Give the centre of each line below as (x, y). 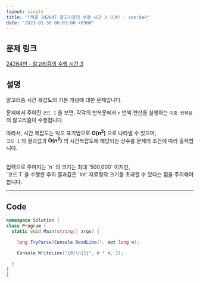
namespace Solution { (33, 220)
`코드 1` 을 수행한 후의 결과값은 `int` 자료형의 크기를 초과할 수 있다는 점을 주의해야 (100, 175)
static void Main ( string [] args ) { (56, 231)
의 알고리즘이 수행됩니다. (35, 120)
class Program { (26, 226)
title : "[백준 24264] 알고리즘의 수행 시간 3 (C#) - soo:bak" (78, 17)
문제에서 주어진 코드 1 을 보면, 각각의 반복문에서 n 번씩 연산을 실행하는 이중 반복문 (99, 113)
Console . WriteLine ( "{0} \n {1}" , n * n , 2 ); (70, 253)
